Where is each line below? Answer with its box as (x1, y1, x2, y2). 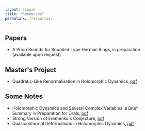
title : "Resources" (5, 12, 45, 16)
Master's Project (5, 65, 57, 74)
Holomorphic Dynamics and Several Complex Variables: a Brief (12, 105, 138, 111)
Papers (5, 34, 27, 42)
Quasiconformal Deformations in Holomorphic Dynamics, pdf (12, 120, 134, 126)
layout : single (5, 7, 36, 12)
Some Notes (5, 92, 43, 101)
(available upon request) (12, 52, 61, 58)
